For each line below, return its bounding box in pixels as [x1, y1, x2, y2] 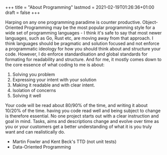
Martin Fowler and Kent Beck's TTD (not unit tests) [12, 138, 117, 144]
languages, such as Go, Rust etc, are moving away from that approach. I [5, 35, 154, 41]
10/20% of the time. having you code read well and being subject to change [5, 107, 161, 113]
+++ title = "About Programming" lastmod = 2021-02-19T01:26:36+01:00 [5, 4, 155, 10]
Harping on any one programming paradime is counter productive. [5, 19, 142, 25]
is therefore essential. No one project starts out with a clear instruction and [5, 113, 159, 119]
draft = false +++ [5, 9, 40, 15]
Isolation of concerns [12, 87, 56, 93]
